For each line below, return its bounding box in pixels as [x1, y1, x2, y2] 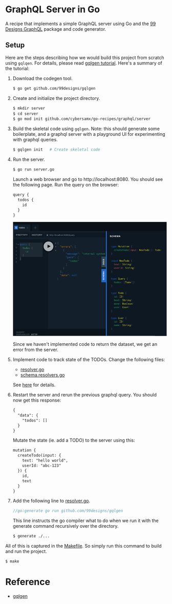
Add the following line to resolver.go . [12, 498, 91, 504]
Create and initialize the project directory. [12, 95, 100, 101]
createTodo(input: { [17, 453, 61, 458]
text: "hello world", [22, 458, 68, 463]
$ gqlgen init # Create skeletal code [12, 147, 100, 152]
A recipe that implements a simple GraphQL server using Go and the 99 [5, 20, 156, 27]
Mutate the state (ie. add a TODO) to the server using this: [12, 437, 135, 444]
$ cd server [12, 111, 38, 116]
